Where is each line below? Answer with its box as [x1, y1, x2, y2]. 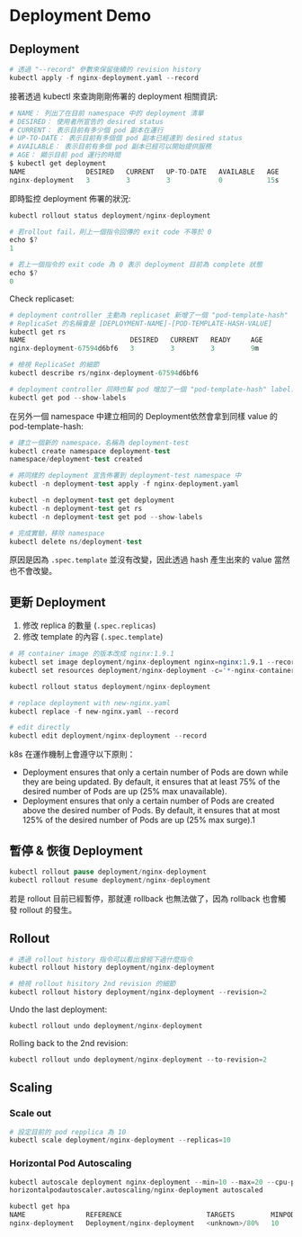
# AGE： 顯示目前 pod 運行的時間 [9, 150, 121, 160]
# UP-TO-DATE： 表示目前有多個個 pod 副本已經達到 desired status [9, 134, 243, 143]
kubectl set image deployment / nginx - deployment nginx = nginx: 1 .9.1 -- [9, 658, 276, 667]
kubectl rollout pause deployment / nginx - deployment [9, 867, 207, 876]
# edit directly [9, 723, 70, 732]
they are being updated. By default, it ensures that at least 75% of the [22, 776, 280, 787]
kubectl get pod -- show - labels [9, 393, 127, 402]
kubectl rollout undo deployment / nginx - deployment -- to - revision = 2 [9, 1054, 268, 1064]
